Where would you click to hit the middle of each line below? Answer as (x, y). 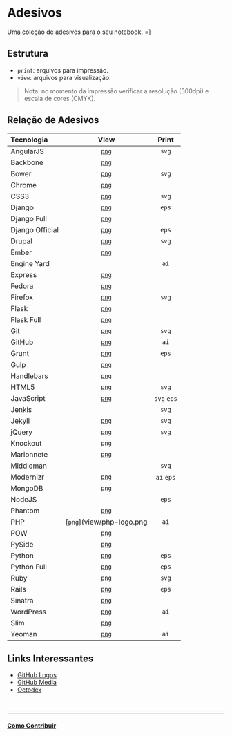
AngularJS (28, 151)
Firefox (22, 297)
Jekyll (20, 421)
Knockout (26, 443)
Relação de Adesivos (53, 120)
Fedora (22, 286)
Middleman (29, 466)
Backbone (27, 162)
